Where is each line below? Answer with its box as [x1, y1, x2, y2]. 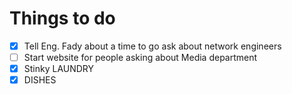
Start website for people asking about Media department [23, 52, 258, 63]
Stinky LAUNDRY [23, 63, 95, 75]
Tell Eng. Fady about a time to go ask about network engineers [23, 40, 282, 52]
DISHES [23, 74, 57, 86]
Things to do [9, 7, 116, 30]
